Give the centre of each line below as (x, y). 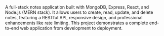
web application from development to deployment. (71, 28)
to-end (12, 28)
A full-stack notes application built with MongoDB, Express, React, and (77, 7)
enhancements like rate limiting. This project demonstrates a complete (77, 23)
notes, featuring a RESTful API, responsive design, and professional (74, 18)
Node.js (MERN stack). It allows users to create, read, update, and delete (79, 12)
